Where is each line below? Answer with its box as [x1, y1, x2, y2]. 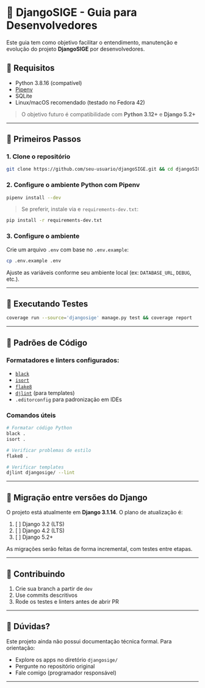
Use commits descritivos [15, 591, 78, 599]
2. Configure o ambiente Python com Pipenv [6, 180, 140, 189]
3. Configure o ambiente [6, 232, 80, 240]
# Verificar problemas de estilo [6, 447, 92, 453]
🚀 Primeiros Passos [6, 134, 81, 144]
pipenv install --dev [6, 194, 62, 201]
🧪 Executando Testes [6, 298, 88, 309]
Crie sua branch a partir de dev [15, 585, 93, 592]
